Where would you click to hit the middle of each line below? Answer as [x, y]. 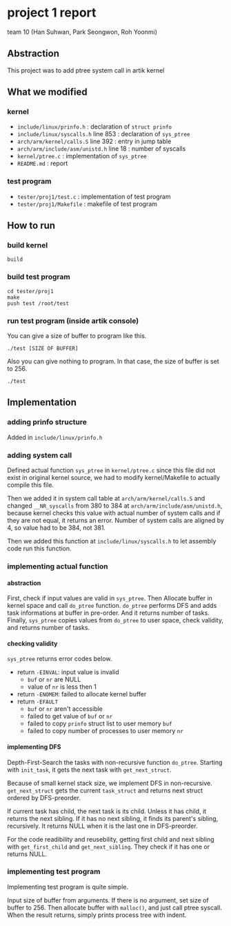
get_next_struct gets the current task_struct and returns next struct [105, 790]
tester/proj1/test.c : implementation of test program [94, 196]
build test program [39, 277]
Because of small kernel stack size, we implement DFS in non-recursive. [110, 783]
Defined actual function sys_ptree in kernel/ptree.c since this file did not [111, 470]
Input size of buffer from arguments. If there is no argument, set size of [108, 900]
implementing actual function [58, 566]
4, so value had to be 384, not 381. [56, 528]
